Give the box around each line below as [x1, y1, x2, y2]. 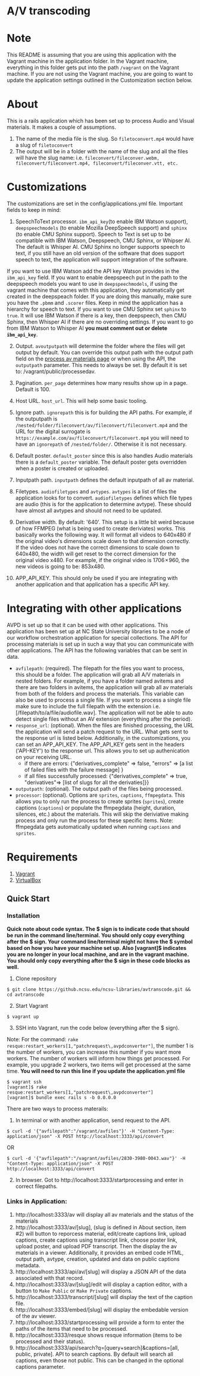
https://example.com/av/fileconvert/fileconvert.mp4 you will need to [15, 434, 189, 441]
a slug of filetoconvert [15, 141, 73, 149]
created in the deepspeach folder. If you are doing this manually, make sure [7, 293, 192, 300]
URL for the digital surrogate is [15, 428, 91, 435]
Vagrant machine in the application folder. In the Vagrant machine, [7, 58, 169, 65]
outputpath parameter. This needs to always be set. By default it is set [15, 362, 187, 368]
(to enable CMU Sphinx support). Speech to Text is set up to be [15, 231, 171, 237]
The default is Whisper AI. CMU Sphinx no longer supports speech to [15, 243, 185, 250]
